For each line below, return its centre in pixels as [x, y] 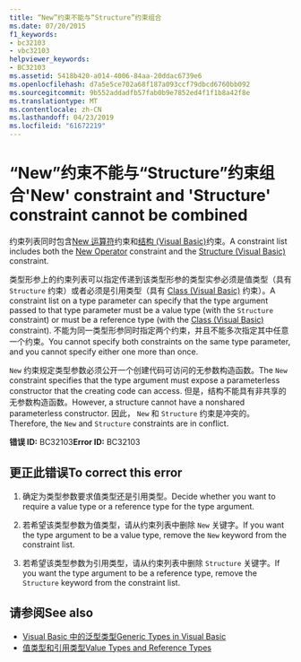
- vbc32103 [30, 51]
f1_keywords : [34, 34]
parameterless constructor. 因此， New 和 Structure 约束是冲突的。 [132, 413]
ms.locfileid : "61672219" [57, 126]
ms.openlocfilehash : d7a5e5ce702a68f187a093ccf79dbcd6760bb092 [130, 84]
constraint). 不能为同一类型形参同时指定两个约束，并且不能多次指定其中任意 [149, 330]
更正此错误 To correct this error [96, 473]
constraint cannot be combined [129, 215]
